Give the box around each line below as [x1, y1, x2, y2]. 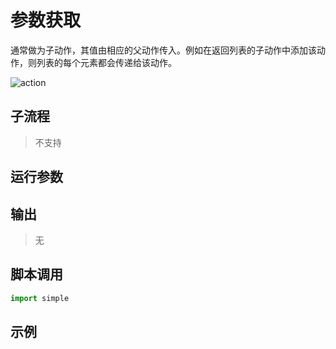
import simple [10, 293, 70, 303]
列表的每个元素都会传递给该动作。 [36, 56, 177, 68]
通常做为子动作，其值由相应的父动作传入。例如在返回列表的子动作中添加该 [10, 44, 317, 56]
